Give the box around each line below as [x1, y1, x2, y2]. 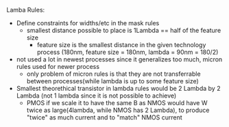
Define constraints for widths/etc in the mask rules [16, 19, 160, 27]
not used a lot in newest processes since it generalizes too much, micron [16, 55, 223, 63]
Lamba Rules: [6, 6, 45, 14]
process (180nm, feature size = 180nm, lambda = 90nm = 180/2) [36, 48, 219, 56]
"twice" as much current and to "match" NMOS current [26, 113, 182, 122]
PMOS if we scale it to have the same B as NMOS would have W [26, 99, 208, 107]
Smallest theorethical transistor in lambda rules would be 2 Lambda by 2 [16, 85, 221, 92]
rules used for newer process [16, 63, 100, 70]
